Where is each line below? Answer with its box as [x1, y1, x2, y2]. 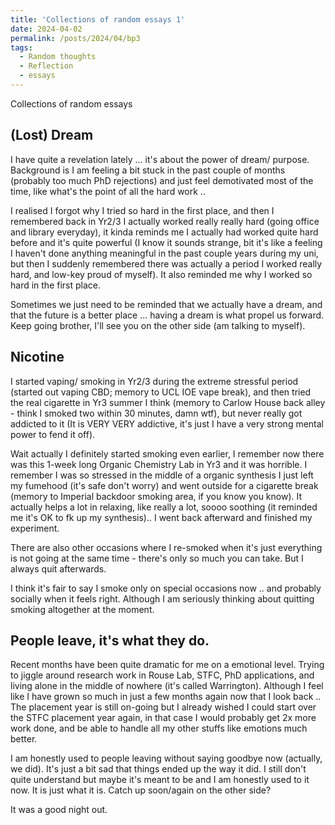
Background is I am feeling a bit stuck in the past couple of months [10, 164, 286, 176]
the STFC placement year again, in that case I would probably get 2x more [10, 712, 317, 724]
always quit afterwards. [10, 562, 107, 575]
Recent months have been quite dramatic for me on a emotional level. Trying [10, 659, 325, 671]
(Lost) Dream [10, 127, 94, 144]
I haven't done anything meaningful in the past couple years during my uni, [10, 247, 319, 259]
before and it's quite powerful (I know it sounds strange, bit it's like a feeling [10, 236, 323, 248]
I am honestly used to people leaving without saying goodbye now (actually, [10, 752, 323, 765]
